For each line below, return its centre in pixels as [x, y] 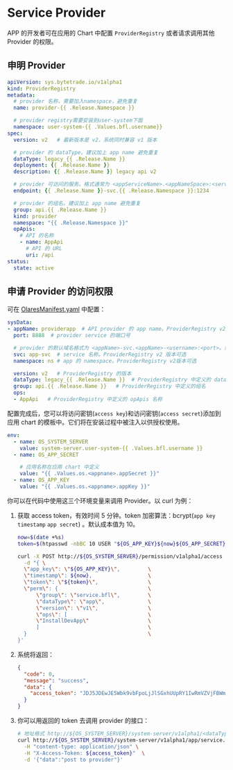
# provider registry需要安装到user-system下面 [78, 121]
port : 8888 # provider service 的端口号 [72, 336]
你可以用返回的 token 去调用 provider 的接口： [83, 721]
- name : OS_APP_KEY [42, 480]
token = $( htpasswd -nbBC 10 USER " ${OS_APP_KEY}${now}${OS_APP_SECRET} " [123, 543]
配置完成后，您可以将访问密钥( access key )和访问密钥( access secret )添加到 [114, 413]
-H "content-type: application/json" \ [81, 746]
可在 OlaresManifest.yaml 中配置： [57, 309]
